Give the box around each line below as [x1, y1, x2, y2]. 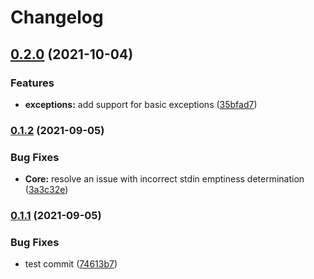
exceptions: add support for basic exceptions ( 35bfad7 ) [24, 98, 258, 110]
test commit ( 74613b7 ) [24, 258, 118, 270]
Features [10, 76, 55, 90]
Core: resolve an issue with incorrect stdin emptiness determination [24, 173, 305, 185]
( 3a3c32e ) [24, 184, 69, 196]
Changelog [10, 6, 104, 29]
